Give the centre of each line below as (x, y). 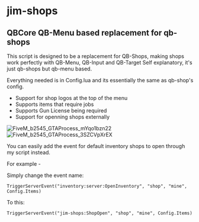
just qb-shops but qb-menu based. (49, 69)
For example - (24, 164)
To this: (16, 202)
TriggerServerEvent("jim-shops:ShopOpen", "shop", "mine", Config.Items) (100, 213)
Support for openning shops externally (62, 117)
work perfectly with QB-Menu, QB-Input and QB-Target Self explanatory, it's (99, 62)
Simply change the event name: (45, 175)
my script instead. (29, 152)
